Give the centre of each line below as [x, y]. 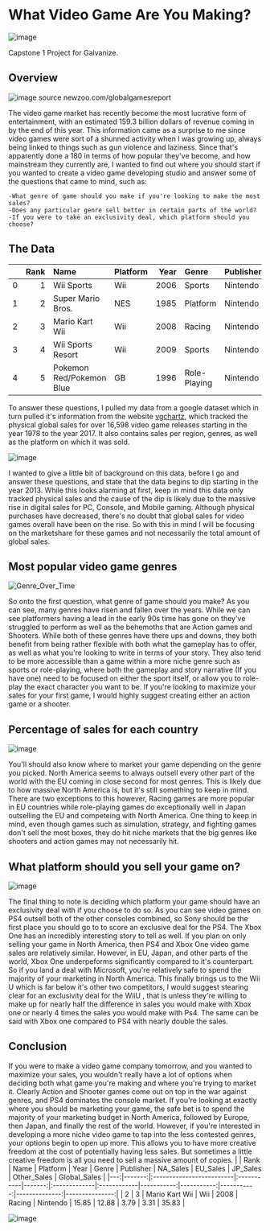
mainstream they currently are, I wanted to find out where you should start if [135, 164]
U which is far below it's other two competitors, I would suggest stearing [129, 987]
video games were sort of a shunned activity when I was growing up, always [135, 138]
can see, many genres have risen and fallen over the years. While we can [129, 610]
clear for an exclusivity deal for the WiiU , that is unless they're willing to [128, 996]
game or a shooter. [39, 704]
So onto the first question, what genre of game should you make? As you [129, 602]
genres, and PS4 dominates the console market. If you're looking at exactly [133, 1100]
